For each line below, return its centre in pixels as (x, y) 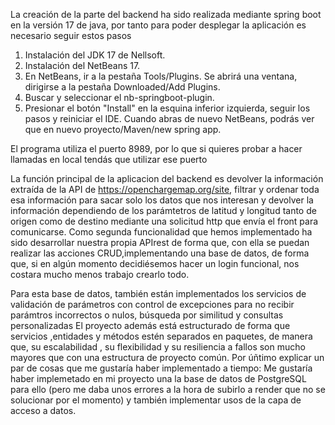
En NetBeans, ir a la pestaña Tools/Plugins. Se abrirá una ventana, (161, 76)
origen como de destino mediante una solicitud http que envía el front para (164, 221)
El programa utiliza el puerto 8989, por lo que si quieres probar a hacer (156, 148)
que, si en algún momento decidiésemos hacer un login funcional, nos (155, 263)
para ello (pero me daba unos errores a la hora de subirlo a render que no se (168, 389)
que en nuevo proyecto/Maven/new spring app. (123, 129)
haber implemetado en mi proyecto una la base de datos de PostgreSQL (158, 378)
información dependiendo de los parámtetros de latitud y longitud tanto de (163, 210)
